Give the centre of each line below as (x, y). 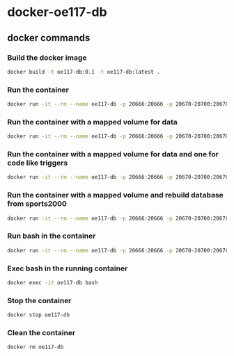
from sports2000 (37, 204)
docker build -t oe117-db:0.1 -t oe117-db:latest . (84, 72)
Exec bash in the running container (68, 268)
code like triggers (38, 163)
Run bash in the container (52, 236)
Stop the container (39, 300)
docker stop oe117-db (39, 315)
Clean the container (41, 332)
